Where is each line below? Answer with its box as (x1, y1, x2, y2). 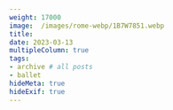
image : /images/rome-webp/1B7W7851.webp (9, 21, 165, 30)
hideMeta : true (9, 79, 66, 88)
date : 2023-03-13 (9, 37, 74, 47)
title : (9, 29, 34, 38)
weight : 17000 (9, 12, 62, 22)
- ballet (9, 71, 42, 80)
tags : (9, 54, 29, 63)
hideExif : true (9, 87, 66, 96)
